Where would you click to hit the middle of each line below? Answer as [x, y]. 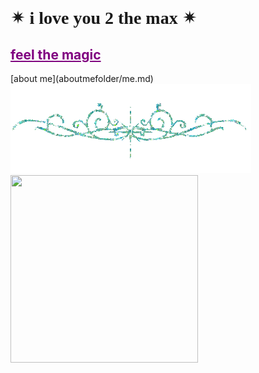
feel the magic [56, 54]
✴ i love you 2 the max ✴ [104, 18]
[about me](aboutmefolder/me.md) [82, 78]
